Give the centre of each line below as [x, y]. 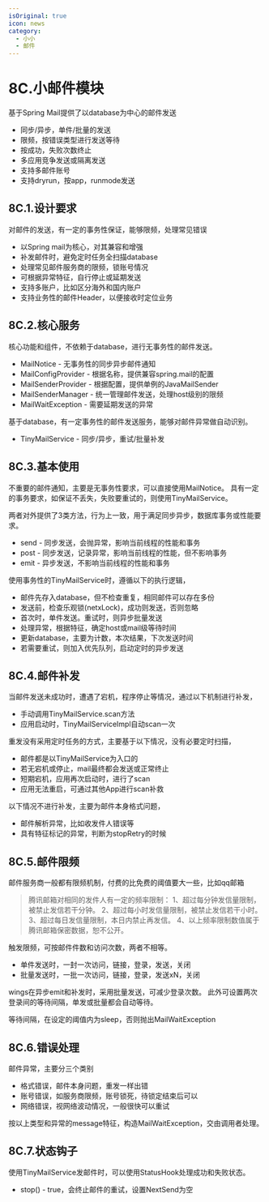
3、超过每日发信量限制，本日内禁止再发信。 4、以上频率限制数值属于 [144, 920]
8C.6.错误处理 [44, 1048]
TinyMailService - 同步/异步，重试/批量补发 [92, 438]
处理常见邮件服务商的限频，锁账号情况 [84, 267]
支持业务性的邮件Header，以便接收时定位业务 [96, 297]
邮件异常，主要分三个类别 [51, 1068]
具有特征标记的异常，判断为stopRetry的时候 [93, 834]
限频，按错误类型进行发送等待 [70, 140]
